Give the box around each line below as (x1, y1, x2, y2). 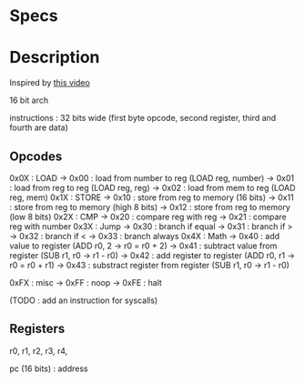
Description (9, 47, 100, 68)
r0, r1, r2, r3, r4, (9, 345, 68, 356)
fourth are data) (9, 122, 68, 133)
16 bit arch (9, 95, 48, 106)
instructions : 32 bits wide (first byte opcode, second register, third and (9, 113, 277, 124)
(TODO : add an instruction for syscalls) (9, 295, 158, 306)
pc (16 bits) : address (9, 363, 88, 374)
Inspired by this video (9, 77, 91, 88)
